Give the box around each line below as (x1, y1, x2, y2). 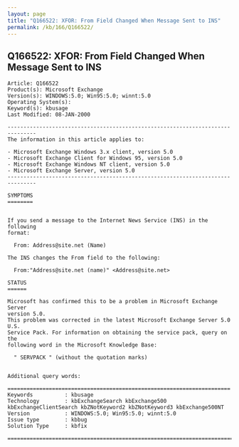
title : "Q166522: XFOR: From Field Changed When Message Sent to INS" (7, 17, 221, 24)
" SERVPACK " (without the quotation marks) (14, 354, 148, 362)
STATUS (7, 279, 27, 287)
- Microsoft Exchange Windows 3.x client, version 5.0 (7, 149, 174, 156)
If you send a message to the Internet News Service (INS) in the (7, 217, 208, 224)
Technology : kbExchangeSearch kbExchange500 (7, 398, 167, 405)
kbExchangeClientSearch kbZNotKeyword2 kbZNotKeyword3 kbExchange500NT (7, 404, 224, 411)
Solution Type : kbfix (7, 423, 87, 430)
